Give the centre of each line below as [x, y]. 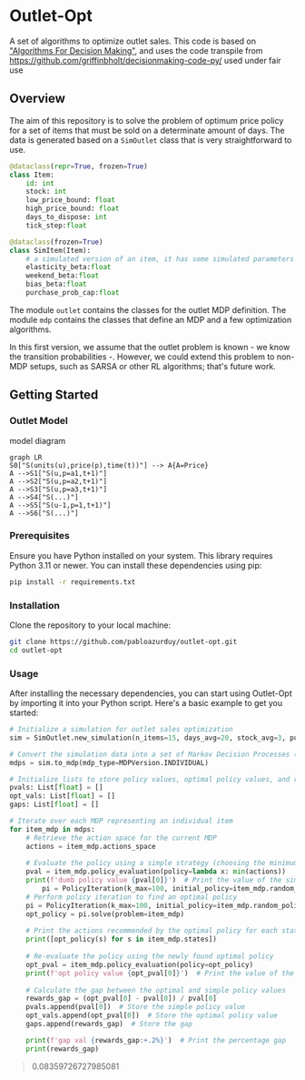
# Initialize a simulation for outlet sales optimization [121, 730]
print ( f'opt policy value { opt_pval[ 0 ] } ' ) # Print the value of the [160, 973]
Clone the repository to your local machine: [90, 625]
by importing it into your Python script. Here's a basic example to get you [146, 703]
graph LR [26, 457]
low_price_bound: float [71, 200]
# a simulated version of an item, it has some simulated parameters [160, 259]
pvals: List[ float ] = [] [56, 788]
